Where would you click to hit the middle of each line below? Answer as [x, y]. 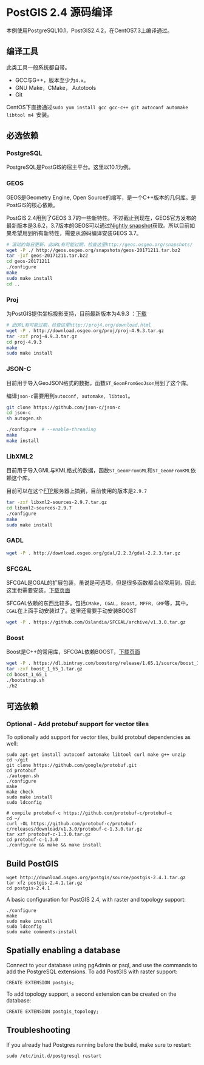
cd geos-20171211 [28, 262]
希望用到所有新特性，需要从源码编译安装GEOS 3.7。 [76, 233]
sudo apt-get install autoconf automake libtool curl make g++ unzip [96, 755]
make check [20, 792]
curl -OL [17, 824]
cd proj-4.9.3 [24, 342]
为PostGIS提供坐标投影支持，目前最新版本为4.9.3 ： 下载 [76, 314]
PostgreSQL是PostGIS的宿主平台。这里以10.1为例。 [70, 167]
